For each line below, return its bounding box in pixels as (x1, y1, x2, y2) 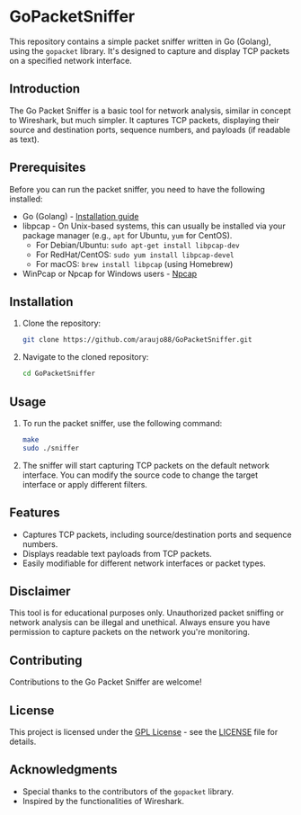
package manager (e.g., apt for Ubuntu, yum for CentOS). (22, 229, 233, 240)
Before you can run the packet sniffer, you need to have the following (9, 184, 265, 194)
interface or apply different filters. (22, 479, 148, 489)
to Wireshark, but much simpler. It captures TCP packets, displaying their (9, 114, 280, 125)
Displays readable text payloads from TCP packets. (22, 548, 213, 559)
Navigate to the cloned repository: (22, 352, 149, 363)
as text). (9, 133, 40, 145)
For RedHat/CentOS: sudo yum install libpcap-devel (35, 249, 235, 260)
